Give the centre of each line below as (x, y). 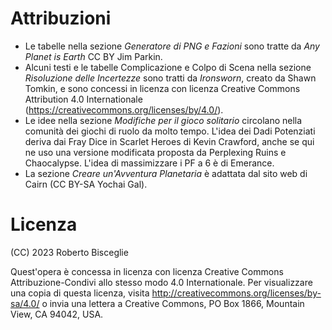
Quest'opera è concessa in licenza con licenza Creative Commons (147, 271)
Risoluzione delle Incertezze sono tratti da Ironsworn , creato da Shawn (170, 78)
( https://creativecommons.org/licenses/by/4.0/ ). (124, 109)
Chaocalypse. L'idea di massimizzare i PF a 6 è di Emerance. (149, 163)
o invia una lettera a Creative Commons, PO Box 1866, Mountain (173, 303)
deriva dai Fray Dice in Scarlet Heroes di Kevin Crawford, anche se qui (169, 141)
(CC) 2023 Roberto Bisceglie (69, 252)
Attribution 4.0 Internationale (83, 99)
